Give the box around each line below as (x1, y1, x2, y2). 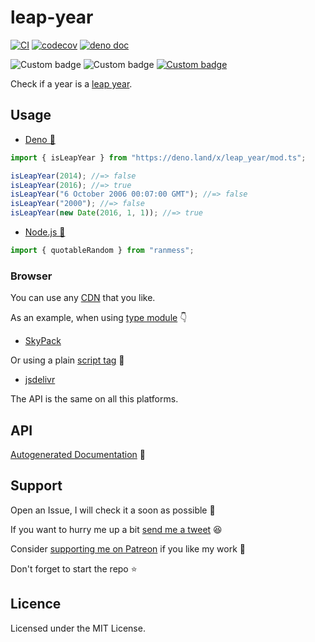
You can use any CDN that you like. (10, 292, 156, 304)
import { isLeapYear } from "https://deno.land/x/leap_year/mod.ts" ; (10, 152, 307, 163)
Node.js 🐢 (24, 226, 66, 238)
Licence (10, 596, 62, 613)
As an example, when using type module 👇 (10, 312, 188, 324)
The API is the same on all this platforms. (10, 393, 179, 405)
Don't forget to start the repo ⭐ (10, 562, 138, 575)
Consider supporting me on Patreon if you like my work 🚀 (10, 542, 246, 555)
